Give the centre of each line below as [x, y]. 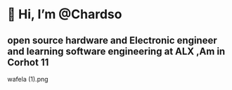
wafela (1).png [28, 79]
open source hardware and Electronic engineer [112, 40]
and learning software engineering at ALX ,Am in [116, 51]
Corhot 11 [28, 62]
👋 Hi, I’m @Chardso [65, 14]
